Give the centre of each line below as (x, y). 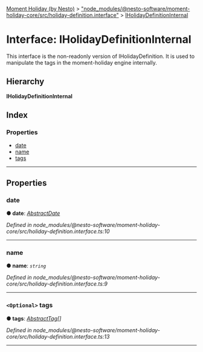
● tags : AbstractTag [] (34, 318)
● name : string (26, 266)
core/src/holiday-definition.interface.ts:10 (58, 231)
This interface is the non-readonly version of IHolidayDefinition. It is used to (101, 56)
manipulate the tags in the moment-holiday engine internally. (82, 62)
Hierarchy (25, 82)
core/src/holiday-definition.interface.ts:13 (58, 336)
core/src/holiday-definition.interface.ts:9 (57, 284)
